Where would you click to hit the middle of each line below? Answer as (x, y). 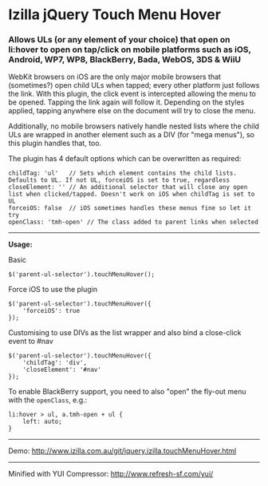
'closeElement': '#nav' (62, 370)
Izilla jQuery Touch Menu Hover (115, 15)
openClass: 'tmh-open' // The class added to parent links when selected (134, 222)
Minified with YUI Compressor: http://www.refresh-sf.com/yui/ (111, 474)
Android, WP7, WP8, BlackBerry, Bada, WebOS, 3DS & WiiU (125, 60)
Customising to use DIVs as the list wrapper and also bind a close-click (125, 333)
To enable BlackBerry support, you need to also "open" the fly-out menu (127, 392)
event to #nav (31, 342)
